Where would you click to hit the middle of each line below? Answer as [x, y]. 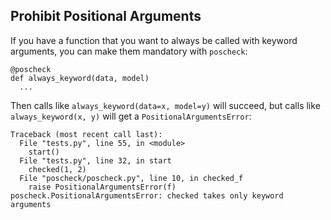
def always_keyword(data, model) [80, 78]
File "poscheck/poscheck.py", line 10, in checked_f [131, 178]
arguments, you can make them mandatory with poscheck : [129, 51]
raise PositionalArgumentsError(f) [102, 187]
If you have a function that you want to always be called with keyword [154, 40]
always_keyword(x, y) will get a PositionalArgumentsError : [131, 116]
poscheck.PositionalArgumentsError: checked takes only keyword [147, 195]
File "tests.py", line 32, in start [95, 160]
